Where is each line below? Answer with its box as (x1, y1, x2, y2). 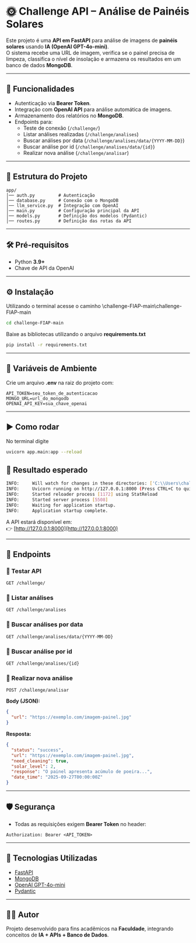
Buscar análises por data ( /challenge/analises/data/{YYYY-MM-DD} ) (23, 137, 185, 144)
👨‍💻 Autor (6, 910, 40, 920)
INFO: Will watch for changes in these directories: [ (6, 481, 153, 486)
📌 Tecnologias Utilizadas (6, 853, 97, 863)
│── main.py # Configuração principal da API (6, 208, 140, 213)
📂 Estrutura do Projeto (6, 172, 87, 182)
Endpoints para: (14, 118, 53, 125)
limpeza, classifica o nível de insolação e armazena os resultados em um (6, 55, 181, 63)
